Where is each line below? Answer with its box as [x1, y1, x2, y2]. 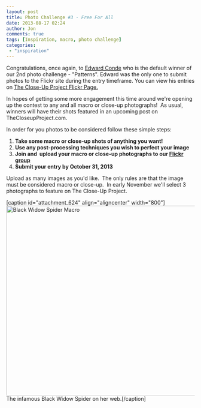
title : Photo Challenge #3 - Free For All [6, 14, 114, 20]
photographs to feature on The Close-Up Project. [6, 187, 127, 194]
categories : [6, 43, 36, 49]
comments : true [6, 31, 44, 37]
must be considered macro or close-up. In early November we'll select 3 [6, 181, 187, 188]
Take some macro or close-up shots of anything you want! [14, 137, 163, 145]
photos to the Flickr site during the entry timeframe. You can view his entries [6, 77, 195, 84]
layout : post [6, 8, 39, 15]
